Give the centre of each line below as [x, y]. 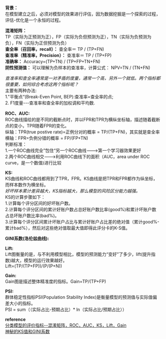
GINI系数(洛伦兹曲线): [27, 238]
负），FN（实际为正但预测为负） [37, 43]
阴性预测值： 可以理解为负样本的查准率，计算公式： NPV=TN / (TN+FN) [78, 68]
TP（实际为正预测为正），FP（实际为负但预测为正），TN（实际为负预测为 [78, 37]
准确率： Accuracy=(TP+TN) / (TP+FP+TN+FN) [53, 62]
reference [16, 319]
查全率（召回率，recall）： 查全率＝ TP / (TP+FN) [55, 49]
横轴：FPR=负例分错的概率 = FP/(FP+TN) [47, 138]
